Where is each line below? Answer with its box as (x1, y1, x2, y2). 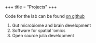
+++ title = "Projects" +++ (5, 4, 57, 10)
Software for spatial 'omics (12, 28, 66, 33)
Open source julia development (12, 33, 74, 38)
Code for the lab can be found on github (5, 13, 85, 19)
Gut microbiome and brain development (12, 22, 91, 28)
